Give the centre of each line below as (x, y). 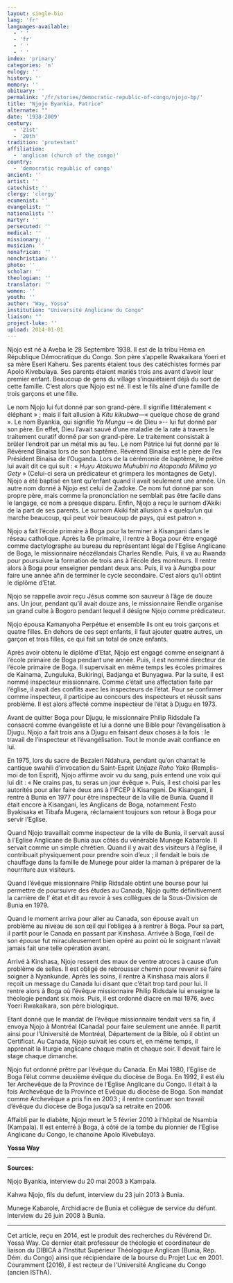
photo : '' (21, 265)
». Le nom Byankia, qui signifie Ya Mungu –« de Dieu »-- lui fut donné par (112, 422)
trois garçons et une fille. (43, 393)
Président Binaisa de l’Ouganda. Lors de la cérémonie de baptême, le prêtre (115, 458)
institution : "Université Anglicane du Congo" (76, 310)
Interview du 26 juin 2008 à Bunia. (56, 1215)
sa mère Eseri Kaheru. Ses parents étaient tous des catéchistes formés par (114, 364)
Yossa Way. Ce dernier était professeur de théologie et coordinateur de (109, 1243)
